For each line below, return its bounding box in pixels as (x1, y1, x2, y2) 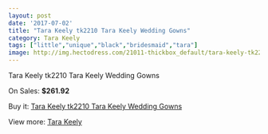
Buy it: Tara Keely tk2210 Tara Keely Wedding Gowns (8, 101, 183, 111)
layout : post (8, 11, 52, 20)
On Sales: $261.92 (8, 86, 70, 96)
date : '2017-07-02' (8, 19, 73, 27)
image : (8, 49, 30, 57)
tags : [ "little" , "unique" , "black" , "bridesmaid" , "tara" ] (8, 41, 198, 49)
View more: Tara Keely (8, 117, 82, 126)
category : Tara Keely (8, 33, 81, 42)
